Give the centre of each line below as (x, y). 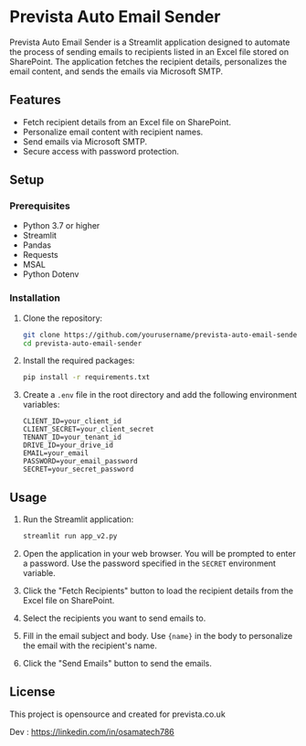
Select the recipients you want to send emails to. (114, 618)
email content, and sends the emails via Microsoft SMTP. (116, 71)
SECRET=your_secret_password (78, 469)
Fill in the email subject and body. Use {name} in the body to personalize (158, 636)
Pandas (37, 245)
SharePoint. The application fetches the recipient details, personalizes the (148, 61)
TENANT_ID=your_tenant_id (72, 437)
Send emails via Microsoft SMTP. (85, 141)
